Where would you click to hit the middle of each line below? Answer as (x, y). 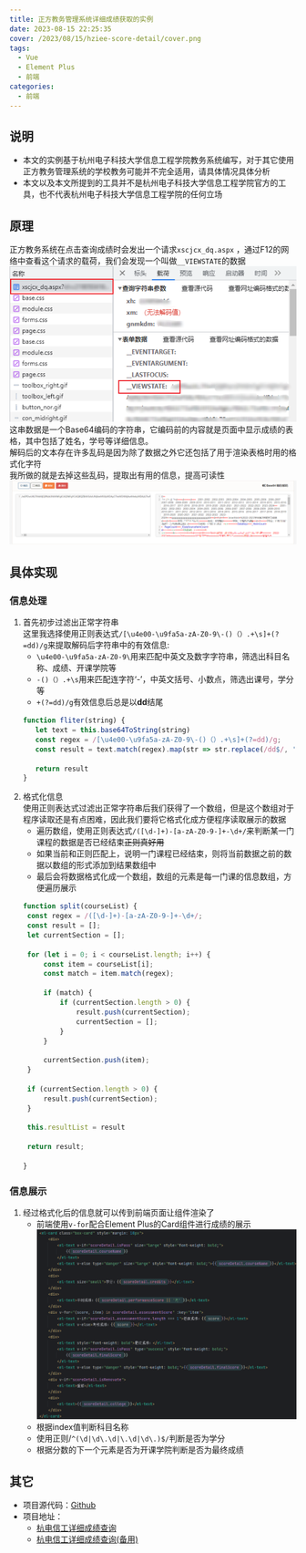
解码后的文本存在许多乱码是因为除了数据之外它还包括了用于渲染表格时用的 (149, 452)
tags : (20, 48)
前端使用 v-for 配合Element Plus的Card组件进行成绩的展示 (144, 1224)
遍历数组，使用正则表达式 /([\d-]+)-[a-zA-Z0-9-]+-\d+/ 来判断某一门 (165, 831)
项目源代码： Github (59, 1506)
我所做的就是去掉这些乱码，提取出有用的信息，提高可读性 (117, 475)
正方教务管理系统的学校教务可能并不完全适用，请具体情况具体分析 (146, 171)
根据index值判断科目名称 (82, 1427)
